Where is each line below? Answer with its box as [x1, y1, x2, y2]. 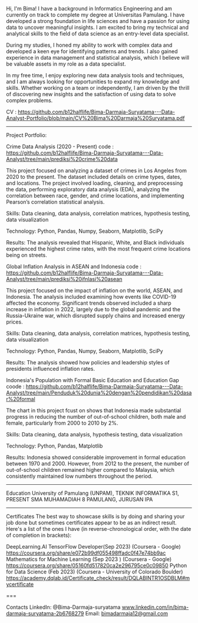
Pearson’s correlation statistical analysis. [6, 198, 105, 206]
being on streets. [6, 252, 47, 259]
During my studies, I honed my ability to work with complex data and [6, 41, 173, 48]
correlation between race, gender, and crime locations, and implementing [6, 192, 184, 199]
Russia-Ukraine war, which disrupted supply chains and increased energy [6, 312, 186, 319]
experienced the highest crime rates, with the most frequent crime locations [6, 245, 191, 252]
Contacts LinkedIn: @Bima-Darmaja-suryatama [6, 604, 121, 611]
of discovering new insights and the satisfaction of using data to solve [6, 91, 176, 97]
